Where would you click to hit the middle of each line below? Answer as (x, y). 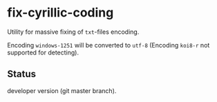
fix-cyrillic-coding (60, 13)
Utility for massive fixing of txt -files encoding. (73, 32)
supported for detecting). (43, 52)
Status (22, 74)
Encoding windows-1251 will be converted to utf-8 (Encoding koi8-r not (108, 45)
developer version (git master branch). (62, 90)
